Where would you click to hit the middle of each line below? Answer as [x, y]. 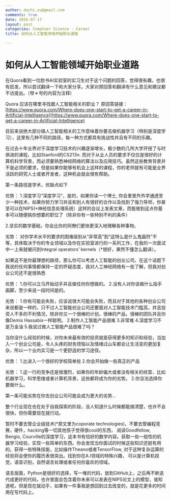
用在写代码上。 [21, 492]
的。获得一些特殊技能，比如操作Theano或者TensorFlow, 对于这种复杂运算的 [84, 449]
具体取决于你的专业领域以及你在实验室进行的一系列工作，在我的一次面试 [90, 243]
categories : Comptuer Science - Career [48, 29]
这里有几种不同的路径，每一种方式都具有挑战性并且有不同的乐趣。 [85, 137]
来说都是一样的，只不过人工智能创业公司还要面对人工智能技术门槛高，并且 [83, 307]
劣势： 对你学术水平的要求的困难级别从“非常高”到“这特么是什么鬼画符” [79, 236]
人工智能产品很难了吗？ [70, 326]
